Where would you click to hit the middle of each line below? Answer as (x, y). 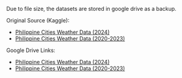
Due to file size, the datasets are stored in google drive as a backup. (92, 9)
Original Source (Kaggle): (38, 20)
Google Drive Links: (31, 50)
